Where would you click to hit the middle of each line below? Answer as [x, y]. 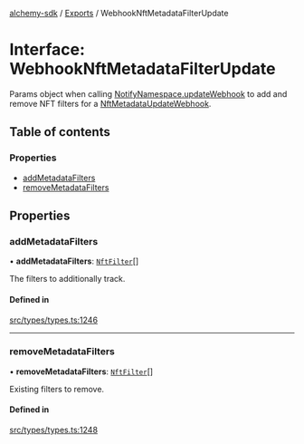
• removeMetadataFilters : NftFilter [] [81, 372]
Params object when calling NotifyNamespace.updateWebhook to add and [148, 93]
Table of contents [60, 132]
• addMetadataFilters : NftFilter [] [74, 261]
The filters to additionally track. [67, 279]
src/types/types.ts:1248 [53, 430]
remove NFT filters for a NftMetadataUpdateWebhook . [110, 103]
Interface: [47, 50]
